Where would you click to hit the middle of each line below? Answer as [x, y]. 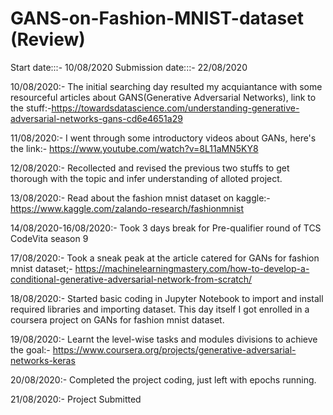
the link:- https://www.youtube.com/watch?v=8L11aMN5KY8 [134, 148]
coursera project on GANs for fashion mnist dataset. [117, 319]
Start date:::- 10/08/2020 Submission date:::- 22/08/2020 [129, 67]
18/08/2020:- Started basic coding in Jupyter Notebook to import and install [167, 298]
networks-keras [43, 360]
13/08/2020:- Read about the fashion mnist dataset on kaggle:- [140, 198]
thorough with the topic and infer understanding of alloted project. [146, 178]
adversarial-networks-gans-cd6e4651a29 [96, 118]
